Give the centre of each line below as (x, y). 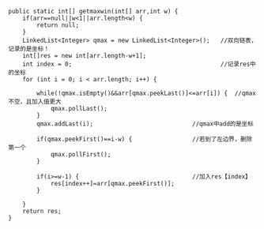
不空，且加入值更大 (35, 102)
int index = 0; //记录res (136, 64)
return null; (58, 25)
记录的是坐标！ (29, 49)
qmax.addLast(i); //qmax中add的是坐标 (145, 124)
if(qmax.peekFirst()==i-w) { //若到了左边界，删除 (145, 139)
